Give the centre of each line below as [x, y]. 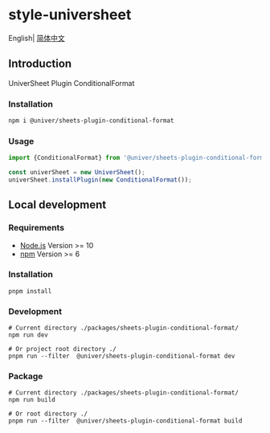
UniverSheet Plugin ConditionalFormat [72, 83]
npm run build [32, 400]
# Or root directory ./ [48, 414]
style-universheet [70, 15]
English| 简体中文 [37, 38]
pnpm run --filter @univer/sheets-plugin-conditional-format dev [122, 356]
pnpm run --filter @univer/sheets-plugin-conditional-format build [125, 421]
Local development [57, 205]
